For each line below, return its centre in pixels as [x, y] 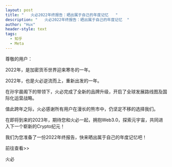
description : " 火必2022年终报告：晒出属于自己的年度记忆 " [67, 20]
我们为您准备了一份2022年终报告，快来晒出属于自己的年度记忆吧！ [76, 137]
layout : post [19, 10]
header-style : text [26, 29]
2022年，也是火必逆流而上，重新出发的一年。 [54, 81]
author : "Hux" [21, 24]
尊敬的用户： [19, 59]
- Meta [17, 44]
